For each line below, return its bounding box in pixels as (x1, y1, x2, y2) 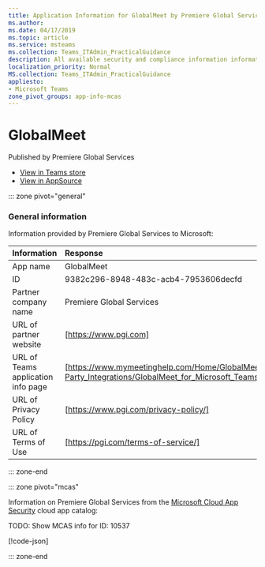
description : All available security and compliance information (8, 56, 227, 64)
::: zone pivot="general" (8, 191, 86, 201)
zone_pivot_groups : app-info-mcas (8, 92, 122, 100)
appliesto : (8, 77, 44, 85)
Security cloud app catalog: (8, 506, 99, 516)
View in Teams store (19, 167, 86, 178)
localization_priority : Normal (8, 63, 111, 71)
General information (8, 211, 87, 222)
